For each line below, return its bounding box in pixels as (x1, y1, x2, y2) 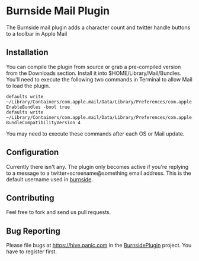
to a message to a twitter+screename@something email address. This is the (6, 169, 191, 177)
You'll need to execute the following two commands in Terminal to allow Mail (6, 76, 192, 83)
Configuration (6, 147, 59, 158)
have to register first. (6, 248, 57, 255)
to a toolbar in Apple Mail (6, 30, 68, 37)
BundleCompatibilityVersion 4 (6, 120, 81, 125)
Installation (6, 48, 49, 58)
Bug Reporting (6, 226, 61, 236)
